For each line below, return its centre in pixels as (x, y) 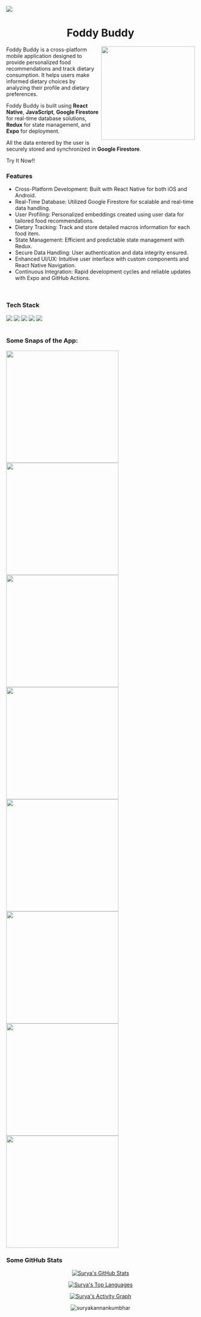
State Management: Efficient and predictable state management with (99, 240)
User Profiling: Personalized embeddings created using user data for (99, 215)
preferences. (22, 94)
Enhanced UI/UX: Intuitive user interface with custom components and (102, 259)
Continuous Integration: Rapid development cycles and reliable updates (103, 272)
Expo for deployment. (33, 131)
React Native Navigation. (45, 266)
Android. (25, 196)
